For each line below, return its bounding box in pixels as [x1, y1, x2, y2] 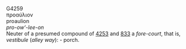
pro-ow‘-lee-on [6, 24, 45, 31]
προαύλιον [6, 11, 33, 18]
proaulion [6, 18, 30, 24]
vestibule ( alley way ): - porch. [6, 37, 80, 43]
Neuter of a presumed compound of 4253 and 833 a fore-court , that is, [6, 30, 181, 37]
